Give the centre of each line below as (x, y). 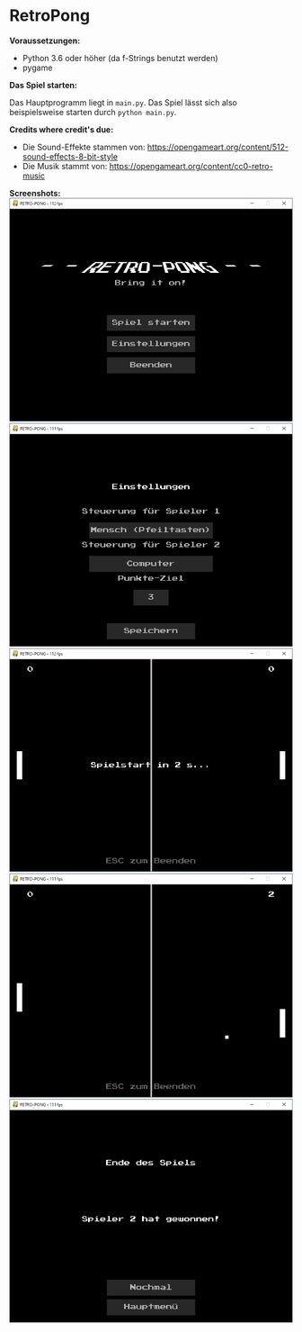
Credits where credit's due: (62, 129)
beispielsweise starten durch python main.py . (93, 112)
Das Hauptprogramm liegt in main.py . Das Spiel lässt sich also (124, 102)
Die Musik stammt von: (65, 166)
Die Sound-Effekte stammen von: (84, 147)
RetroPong (50, 16)
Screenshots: (35, 193)
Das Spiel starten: (44, 85)
